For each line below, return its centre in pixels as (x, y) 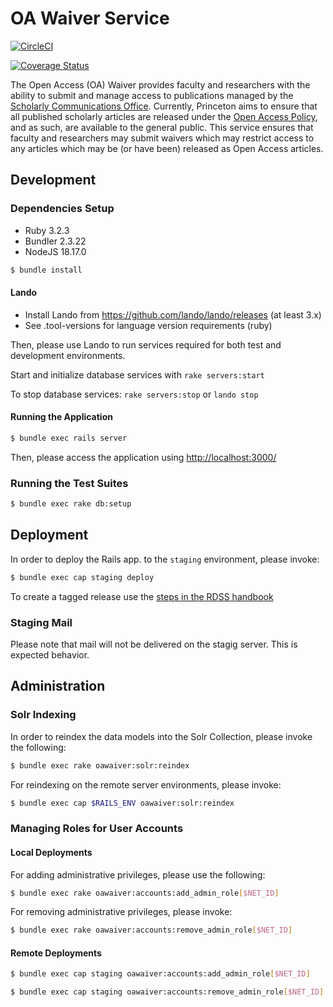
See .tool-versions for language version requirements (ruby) (148, 325)
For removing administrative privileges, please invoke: (121, 912)
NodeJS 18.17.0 (55, 251)
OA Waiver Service (90, 18)
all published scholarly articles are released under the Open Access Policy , (164, 116)
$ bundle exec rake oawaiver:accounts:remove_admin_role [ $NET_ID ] (151, 930)
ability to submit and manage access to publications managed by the (152, 95)
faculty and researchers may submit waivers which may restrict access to (162, 138)
